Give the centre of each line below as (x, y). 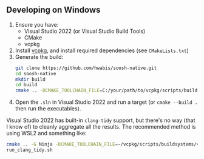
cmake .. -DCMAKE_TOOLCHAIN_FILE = (59, 90)
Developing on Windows (53, 10)
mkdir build (30, 79)
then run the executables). (48, 109)
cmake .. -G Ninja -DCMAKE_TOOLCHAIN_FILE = (62, 144)
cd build (26, 85)
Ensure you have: (37, 24)
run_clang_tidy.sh (29, 150)
